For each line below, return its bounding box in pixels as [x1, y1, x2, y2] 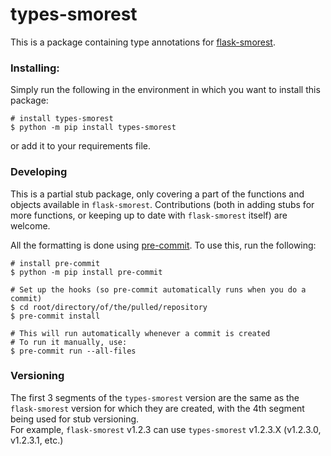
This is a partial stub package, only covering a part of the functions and [10, 188, 305, 200]
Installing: [10, 61, 60, 75]
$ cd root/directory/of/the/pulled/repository [10, 302, 208, 312]
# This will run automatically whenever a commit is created [10, 328, 271, 338]
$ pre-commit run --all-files [10, 346, 137, 356]
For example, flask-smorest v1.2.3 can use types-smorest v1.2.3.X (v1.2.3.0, [10, 423, 322, 435]
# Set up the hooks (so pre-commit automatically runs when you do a [10, 284, 307, 295]
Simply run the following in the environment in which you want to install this [10, 84, 321, 96]
